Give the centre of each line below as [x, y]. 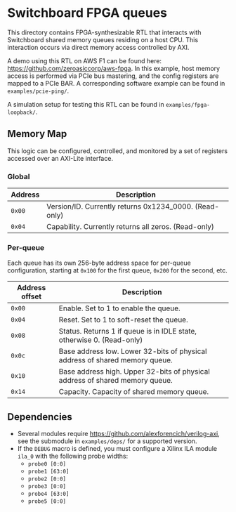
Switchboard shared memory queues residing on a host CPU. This [103, 39]
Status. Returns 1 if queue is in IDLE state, [128, 332]
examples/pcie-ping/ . [38, 91]
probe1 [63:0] [48, 472]
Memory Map [37, 134]
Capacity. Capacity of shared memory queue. [134, 392]
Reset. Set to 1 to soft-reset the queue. [123, 320]
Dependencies [40, 417]
